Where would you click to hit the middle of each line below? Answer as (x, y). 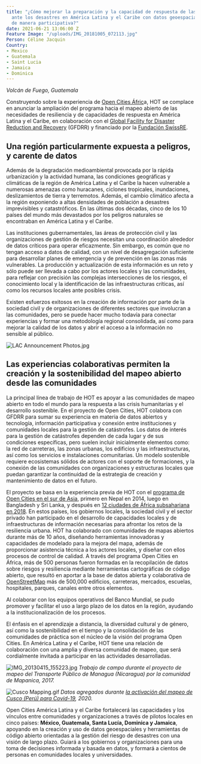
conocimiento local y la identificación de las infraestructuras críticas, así (95, 284)
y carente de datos (42, 156)
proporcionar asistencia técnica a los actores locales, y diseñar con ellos (96, 550)
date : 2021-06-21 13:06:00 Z (42, 29)
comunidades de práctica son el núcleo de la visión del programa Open (94, 637)
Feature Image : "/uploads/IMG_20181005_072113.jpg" (72, 34)
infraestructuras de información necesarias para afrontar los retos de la (94, 524)
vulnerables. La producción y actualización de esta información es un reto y (100, 265)
